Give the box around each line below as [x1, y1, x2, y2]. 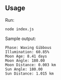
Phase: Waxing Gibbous [5, 45, 52, 50]
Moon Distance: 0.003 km [5, 62, 56, 67]
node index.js [5, 27, 34, 32]
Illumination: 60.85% [5, 49, 50, 54]
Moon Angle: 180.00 [5, 58, 45, 63]
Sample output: [5, 36, 36, 41]
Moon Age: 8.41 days [5, 54, 48, 59]
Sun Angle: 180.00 [5, 67, 43, 72]
